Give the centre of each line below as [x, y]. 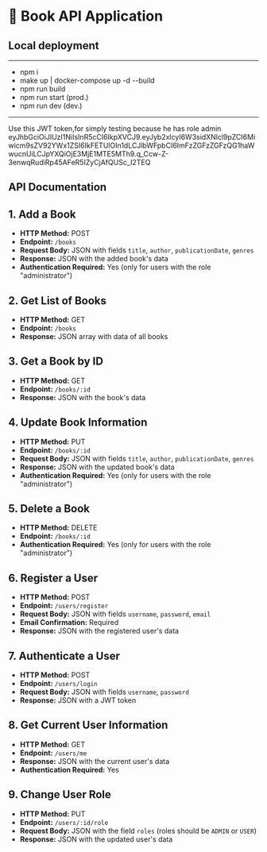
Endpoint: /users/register [64, 606]
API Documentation [58, 187]
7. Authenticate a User [64, 655]
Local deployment [54, 46]
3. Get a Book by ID [56, 362]
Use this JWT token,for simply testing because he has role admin [115, 129]
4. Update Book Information [78, 423]
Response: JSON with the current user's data [95, 761]
